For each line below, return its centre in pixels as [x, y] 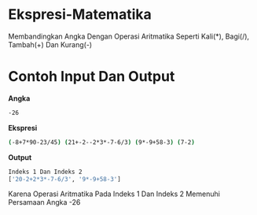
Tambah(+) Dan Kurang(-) [50, 44]
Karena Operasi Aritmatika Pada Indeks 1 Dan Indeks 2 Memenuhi [114, 194]
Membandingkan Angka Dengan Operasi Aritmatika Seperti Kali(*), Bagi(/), [129, 36]
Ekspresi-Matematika [80, 15]
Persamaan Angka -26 [44, 202]
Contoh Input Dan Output [92, 77]
